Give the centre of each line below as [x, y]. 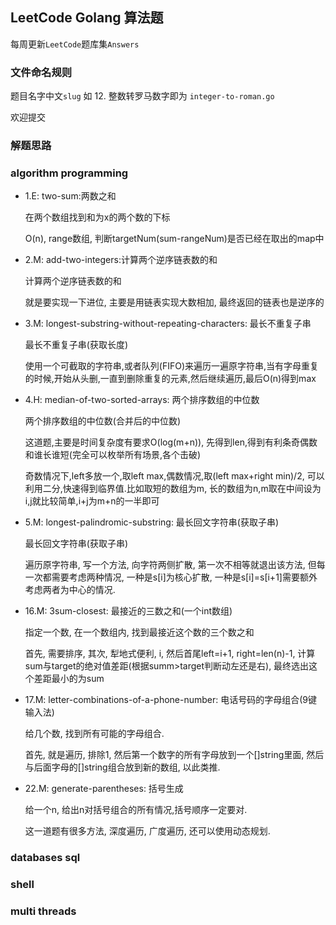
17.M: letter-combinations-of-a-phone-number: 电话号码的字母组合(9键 [171, 700]
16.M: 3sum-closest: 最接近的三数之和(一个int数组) [128, 611]
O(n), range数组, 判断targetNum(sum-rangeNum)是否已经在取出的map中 [174, 239]
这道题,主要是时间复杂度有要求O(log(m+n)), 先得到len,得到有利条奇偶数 [171, 442]
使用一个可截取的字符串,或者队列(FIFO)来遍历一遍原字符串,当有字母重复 [172, 366]
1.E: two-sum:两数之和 [70, 196]
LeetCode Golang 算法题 [87, 18]
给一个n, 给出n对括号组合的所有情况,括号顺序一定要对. [136, 810]
